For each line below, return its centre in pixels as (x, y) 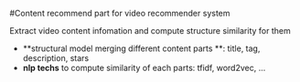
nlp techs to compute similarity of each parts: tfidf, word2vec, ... (144, 68)
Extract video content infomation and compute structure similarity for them (150, 31)
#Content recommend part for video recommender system (120, 13)
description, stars (56, 58)
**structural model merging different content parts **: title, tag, (141, 48)
